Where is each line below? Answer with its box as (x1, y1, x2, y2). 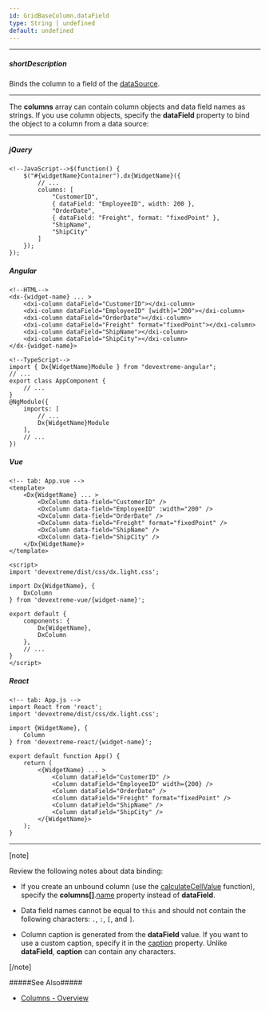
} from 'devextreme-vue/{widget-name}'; (9, 596, 146, 604)
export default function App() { (9, 752, 121, 760)
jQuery (9, 145, 33, 154)
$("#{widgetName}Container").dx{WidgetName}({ (23, 172, 181, 180)
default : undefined (9, 26, 74, 34)
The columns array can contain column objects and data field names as (9, 102, 246, 112)
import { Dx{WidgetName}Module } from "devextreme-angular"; (9, 363, 217, 371)
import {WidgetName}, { (9, 724, 89, 732)
